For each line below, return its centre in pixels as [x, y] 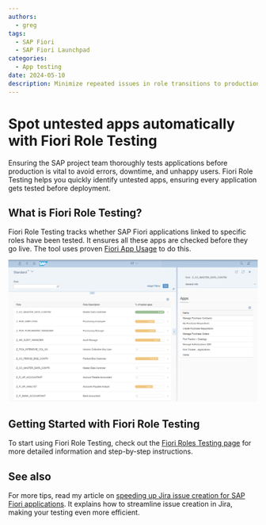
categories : [28, 59]
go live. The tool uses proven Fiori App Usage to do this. [100, 249]
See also [30, 476]
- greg [26, 25]
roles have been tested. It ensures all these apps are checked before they [128, 240]
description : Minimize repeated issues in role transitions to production [134, 83]
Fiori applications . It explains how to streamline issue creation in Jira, [121, 504]
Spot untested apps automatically [122, 124]
